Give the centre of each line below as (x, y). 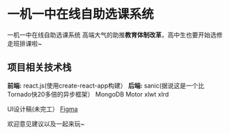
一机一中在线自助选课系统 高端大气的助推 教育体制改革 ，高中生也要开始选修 (115, 35)
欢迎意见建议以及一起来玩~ (46, 124)
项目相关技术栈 (39, 68)
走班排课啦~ (25, 43)
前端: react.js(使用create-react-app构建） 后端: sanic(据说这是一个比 (106, 85)
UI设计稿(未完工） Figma (43, 109)
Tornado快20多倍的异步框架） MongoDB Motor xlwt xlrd (88, 94)
